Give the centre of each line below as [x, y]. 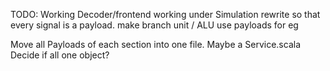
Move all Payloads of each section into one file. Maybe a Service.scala [156, 44]
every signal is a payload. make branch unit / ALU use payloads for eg [154, 25]
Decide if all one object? [60, 55]
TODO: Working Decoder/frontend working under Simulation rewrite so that [165, 14]
